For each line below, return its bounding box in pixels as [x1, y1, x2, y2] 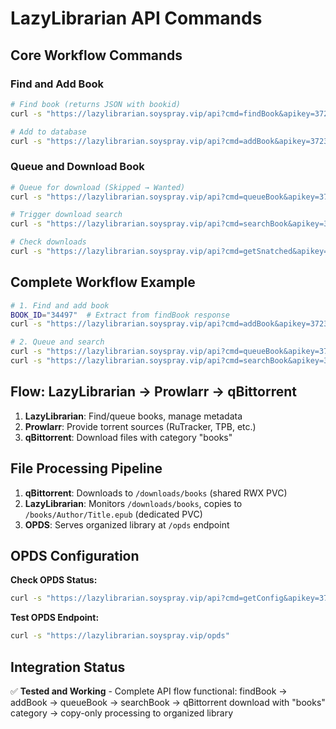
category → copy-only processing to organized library [10, 707, 234, 719]
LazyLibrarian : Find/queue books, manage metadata [24, 410, 243, 422]
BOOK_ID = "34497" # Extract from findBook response [10, 310, 230, 320]
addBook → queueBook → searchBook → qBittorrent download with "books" [10, 696, 326, 708]
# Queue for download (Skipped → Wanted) [10, 182, 186, 192]
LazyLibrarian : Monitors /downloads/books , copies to [24, 497, 243, 509]
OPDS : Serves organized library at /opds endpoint [24, 518, 230, 531]
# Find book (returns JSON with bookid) [10, 99, 182, 109]
